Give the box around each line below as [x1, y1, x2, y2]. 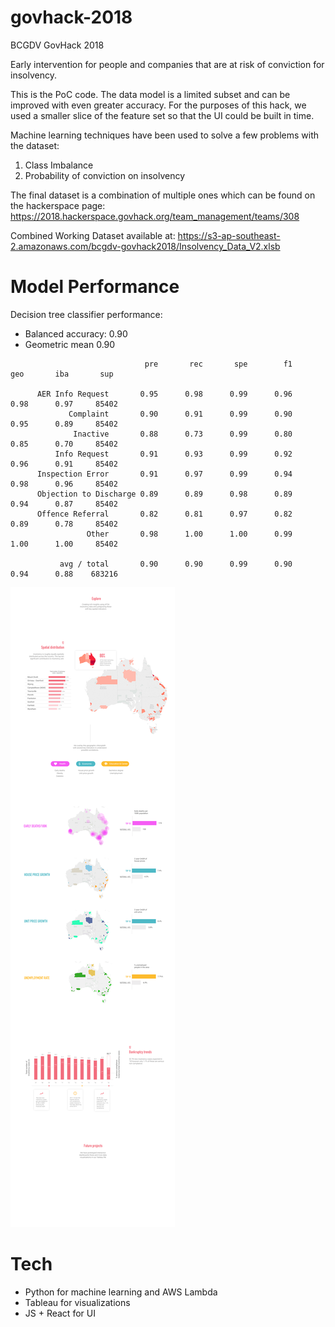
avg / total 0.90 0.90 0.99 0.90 [59, 559, 293, 569]
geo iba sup [10, 369, 114, 379]
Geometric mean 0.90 [24, 338, 116, 350]
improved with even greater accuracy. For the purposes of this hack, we [10, 99, 307, 111]
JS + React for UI [24, 1307, 96, 1319]
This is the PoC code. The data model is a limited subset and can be [10, 88, 291, 100]
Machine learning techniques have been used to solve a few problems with [10, 129, 320, 141]
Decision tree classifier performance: [10, 308, 163, 320]
